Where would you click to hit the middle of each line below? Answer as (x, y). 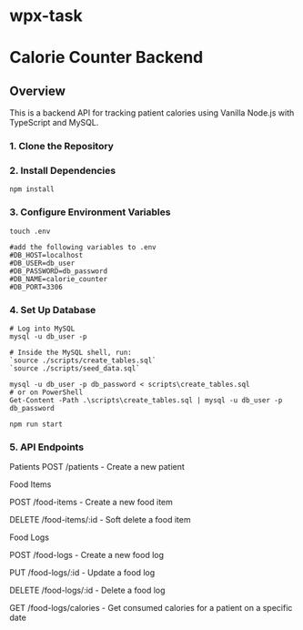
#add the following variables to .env (83, 247)
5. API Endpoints (47, 447)
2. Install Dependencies (63, 171)
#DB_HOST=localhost (46, 255)
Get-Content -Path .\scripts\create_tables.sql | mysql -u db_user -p (146, 401)
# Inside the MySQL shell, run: (71, 352)
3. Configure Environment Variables (90, 212)
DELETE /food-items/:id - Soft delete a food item (100, 520)
